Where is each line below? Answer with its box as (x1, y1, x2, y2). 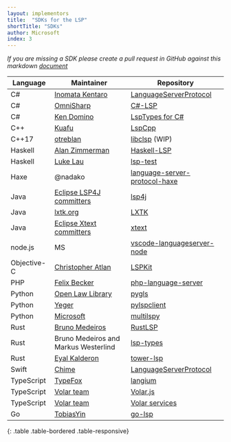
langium (130, 376, 157, 386)
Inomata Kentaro (54, 90, 108, 100)
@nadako (54, 173, 85, 182)
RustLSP (130, 322, 158, 332)
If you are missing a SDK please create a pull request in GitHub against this (7, 54, 221, 63)
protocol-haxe (130, 177, 178, 186)
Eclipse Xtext (54, 219, 97, 228)
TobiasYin (54, 410, 86, 419)
